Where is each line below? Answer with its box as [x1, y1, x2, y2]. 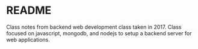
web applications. [6, 36, 50, 43]
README [6, 4, 52, 17]
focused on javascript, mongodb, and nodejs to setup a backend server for [6, 29, 192, 36]
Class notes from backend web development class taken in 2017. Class [6, 23, 182, 30]
